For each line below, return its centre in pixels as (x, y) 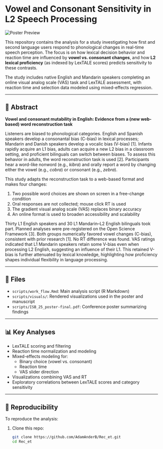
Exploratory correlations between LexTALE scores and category (76, 382)
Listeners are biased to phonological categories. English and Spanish (74, 133)
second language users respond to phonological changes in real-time (74, 47)
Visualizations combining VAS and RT (49, 377)
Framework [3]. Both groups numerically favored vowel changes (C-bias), (79, 234)
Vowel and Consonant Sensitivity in (78, 9)
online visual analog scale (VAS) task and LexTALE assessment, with (73, 82)
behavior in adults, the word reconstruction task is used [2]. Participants (77, 159)
